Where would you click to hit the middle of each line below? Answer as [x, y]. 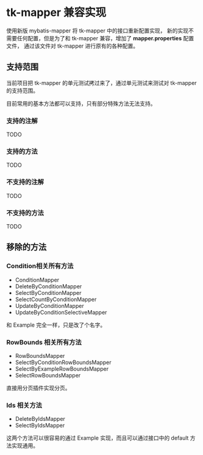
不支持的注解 [25, 182]
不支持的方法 [25, 213]
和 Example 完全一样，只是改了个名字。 [56, 325]
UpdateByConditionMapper [49, 305]
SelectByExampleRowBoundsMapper [62, 369]
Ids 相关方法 [24, 405]
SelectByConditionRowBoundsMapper [63, 362]
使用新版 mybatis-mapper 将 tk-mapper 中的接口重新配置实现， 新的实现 [98, 31]
